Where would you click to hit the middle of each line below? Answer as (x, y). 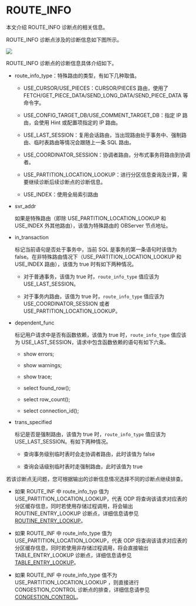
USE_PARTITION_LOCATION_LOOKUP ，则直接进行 (77, 582)
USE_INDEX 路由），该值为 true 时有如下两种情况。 (75, 264)
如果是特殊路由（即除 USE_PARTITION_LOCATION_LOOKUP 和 (90, 218)
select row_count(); (47, 399)
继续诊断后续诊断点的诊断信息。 (67, 182)
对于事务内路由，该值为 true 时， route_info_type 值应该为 (94, 296)
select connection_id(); (51, 411)
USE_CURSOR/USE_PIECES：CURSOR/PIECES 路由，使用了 (96, 88)
